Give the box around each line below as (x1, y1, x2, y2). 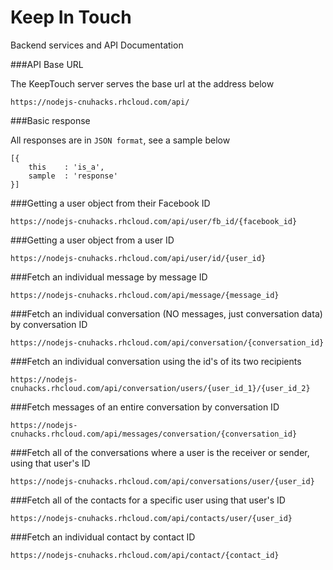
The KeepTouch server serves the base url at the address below (10, 77, 275, 90)
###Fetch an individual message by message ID (10, 271, 208, 283)
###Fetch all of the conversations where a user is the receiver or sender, (10, 446, 310, 458)
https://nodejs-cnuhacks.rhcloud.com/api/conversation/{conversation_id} (10, 337, 325, 348)
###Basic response (10, 114, 91, 126)
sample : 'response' (28, 171, 118, 181)
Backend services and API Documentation (10, 39, 184, 51)
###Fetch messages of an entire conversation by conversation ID (10, 401, 280, 413)
